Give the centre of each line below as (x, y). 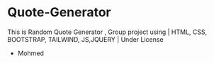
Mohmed (31, 53)
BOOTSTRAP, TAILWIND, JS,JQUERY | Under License (86, 39)
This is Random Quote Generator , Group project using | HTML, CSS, (107, 32)
